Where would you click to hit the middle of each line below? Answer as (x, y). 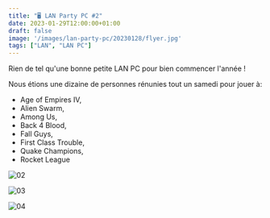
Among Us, (39, 117)
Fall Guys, (37, 134)
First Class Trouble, (52, 142)
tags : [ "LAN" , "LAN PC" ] (50, 46)
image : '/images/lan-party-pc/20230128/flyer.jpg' (95, 38)
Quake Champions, (52, 151)
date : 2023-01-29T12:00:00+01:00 (64, 23)
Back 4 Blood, (43, 125)
